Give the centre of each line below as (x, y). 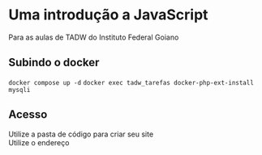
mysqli (19, 90)
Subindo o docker (54, 63)
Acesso (28, 115)
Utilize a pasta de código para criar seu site (81, 134)
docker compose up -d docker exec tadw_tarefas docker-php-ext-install (131, 82)
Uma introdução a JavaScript (108, 15)
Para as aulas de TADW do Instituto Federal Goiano (94, 37)
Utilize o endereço (39, 142)
